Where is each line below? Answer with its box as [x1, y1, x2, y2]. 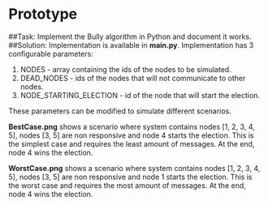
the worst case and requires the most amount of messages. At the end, [8, 180, 246, 190]
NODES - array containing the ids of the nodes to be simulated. [19, 64, 231, 74]
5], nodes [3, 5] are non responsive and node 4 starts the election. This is [8, 130, 254, 140]
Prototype [8, 5, 78, 23]
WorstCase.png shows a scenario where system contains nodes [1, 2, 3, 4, [8, 163, 261, 173]
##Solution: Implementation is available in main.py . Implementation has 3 [8, 40, 254, 49]
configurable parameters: [8, 49, 93, 58]
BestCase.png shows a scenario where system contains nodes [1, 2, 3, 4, [8, 122, 256, 131]
